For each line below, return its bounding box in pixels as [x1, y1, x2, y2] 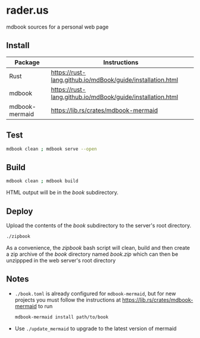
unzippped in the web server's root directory [6, 256, 116, 264]
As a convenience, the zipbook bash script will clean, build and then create [6, 244, 190, 251]
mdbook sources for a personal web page [6, 23, 109, 30]
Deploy [6, 206, 33, 216]
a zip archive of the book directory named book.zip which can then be [6, 251, 179, 258]
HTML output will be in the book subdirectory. [6, 189, 119, 196]
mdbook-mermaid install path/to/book [14, 314, 109, 320]
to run [37, 302, 53, 309]
